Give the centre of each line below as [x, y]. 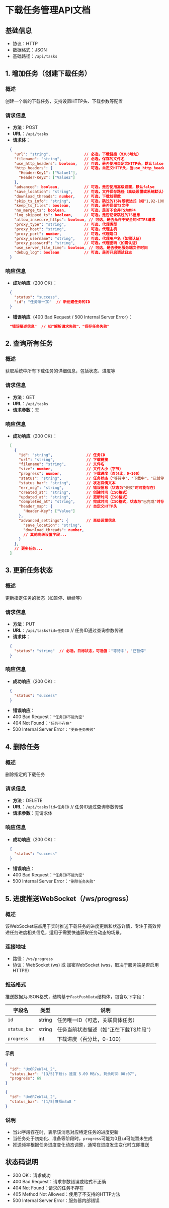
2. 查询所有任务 [29, 343]
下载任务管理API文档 [48, 10]
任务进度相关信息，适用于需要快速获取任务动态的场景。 [67, 932]
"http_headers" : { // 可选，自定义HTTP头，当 [74, 168]
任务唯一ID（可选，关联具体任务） [97, 1020]
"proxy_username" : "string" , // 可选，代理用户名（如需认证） [79, 238]
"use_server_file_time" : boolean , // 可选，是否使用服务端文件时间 [81, 248]
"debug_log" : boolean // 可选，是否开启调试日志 [73, 252]
